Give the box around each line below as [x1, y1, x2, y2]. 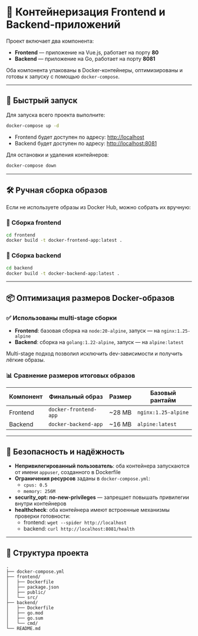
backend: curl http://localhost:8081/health [23, 525, 135, 533]
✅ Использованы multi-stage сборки [6, 313, 117, 322]
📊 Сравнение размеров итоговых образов [6, 372, 136, 380]
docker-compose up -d [6, 122, 60, 129]
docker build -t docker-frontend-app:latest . [6, 238, 123, 244]
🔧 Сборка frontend [6, 219, 61, 227]
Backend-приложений [6, 18, 121, 31]
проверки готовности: [14, 512, 71, 520]
